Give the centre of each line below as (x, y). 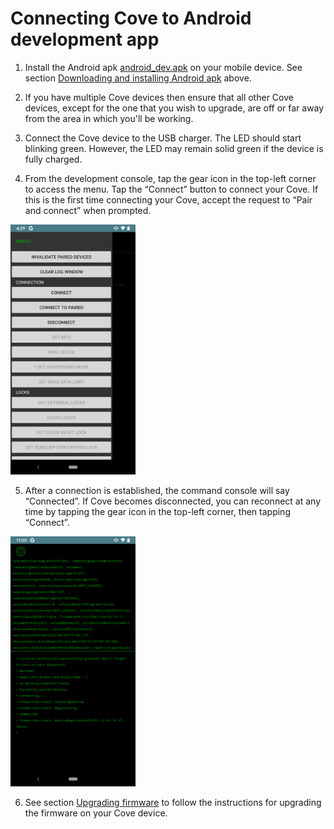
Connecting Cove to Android (131, 18)
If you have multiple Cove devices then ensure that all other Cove (159, 97)
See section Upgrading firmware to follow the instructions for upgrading (173, 802)
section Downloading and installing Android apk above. (138, 78)
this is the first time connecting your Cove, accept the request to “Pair (168, 199)
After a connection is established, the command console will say (157, 490)
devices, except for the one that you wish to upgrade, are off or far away (174, 108)
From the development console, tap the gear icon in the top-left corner (170, 178)
